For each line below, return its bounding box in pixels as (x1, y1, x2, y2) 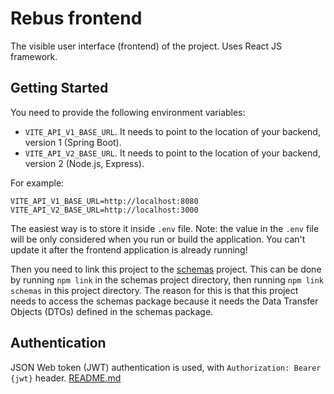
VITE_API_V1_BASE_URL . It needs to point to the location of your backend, (24, 125, 321, 137)
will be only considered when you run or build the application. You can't (10, 233, 306, 245)
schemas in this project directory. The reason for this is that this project (10, 284, 299, 296)
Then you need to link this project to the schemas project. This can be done (10, 263, 322, 275)
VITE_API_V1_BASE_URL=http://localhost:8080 (10, 196, 199, 206)
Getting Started (10, 80, 109, 97)
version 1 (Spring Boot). (24, 136, 122, 148)
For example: (10, 177, 65, 189)
